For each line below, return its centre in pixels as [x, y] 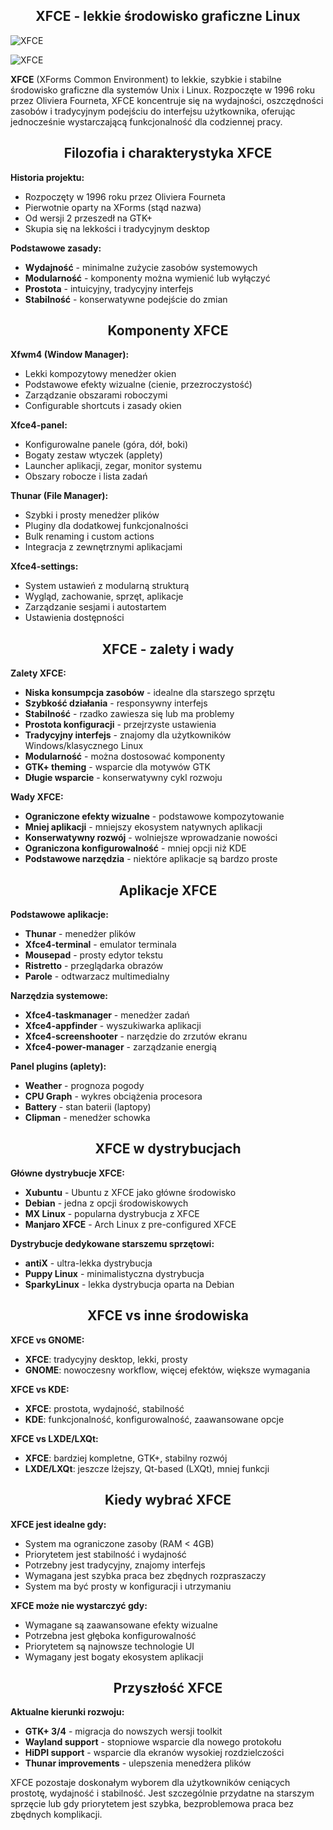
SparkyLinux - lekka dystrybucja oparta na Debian [129, 1284]
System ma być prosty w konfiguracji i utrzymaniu [128, 1586]
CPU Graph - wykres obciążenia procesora [113, 1096]
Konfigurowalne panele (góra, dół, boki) [106, 445]
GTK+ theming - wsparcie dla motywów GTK [117, 767]
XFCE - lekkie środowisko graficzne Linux [168, 16]
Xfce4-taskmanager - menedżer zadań [107, 1015]
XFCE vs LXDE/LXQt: [54, 1438]
